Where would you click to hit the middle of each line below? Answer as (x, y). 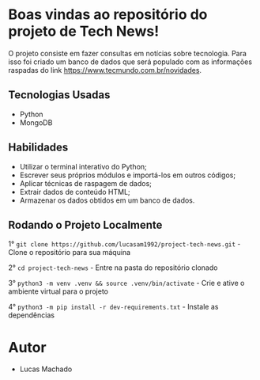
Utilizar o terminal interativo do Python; (83, 166)
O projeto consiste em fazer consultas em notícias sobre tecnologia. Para (128, 53)
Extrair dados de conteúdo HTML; (75, 192)
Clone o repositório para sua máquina (70, 253)
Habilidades (38, 148)
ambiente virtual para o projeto (58, 291)
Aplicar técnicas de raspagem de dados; (86, 183)
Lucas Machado (46, 369)
